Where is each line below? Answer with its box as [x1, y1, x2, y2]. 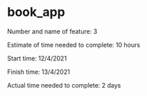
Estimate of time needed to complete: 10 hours [7, 40, 141, 49]
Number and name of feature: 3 [7, 27, 98, 35]
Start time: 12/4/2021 [7, 54, 67, 63]
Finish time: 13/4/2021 [7, 67, 71, 76]
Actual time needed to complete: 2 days [7, 81, 121, 89]
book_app [7, 4, 66, 20]
